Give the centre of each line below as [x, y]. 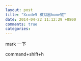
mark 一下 [16, 44]
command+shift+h [25, 54]
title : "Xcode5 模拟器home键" [36, 15]
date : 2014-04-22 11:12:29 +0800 [41, 19]
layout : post [19, 10]
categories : [18, 29]
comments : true [21, 24]
